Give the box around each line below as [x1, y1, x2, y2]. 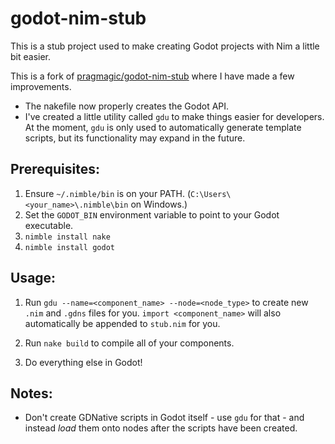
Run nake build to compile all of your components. [24, 337, 235, 349]
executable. [24, 219, 74, 231]
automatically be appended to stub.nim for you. [24, 317, 221, 329]
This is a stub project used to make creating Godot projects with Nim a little [10, 40, 320, 52]
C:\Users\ [190, 189, 232, 199]
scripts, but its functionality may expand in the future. [24, 132, 246, 144]
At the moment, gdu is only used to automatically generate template [24, 121, 302, 133]
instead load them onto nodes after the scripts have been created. [24, 422, 298, 434]
